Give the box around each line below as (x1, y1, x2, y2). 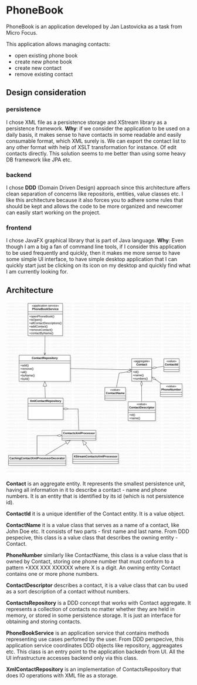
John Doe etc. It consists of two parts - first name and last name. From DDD (6, 528, 189, 535)
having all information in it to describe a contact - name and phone (6, 486, 167, 493)
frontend (6, 224, 32, 232)
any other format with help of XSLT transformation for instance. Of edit (6, 143, 177, 150)
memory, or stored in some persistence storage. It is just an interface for (6, 612, 181, 619)
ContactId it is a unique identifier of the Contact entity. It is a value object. (6, 510, 185, 517)
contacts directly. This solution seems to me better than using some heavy (6, 150, 186, 157)
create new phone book (14, 58, 72, 65)
